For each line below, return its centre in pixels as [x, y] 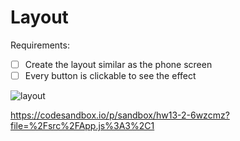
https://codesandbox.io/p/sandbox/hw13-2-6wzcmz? [120, 115]
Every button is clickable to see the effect [110, 75]
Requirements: [40, 45]
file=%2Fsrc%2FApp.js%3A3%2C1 [82, 126]
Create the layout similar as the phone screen [118, 64]
